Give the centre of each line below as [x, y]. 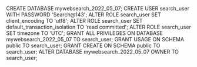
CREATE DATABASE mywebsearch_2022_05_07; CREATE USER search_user [98, 8]
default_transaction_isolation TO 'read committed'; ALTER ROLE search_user [98, 27]
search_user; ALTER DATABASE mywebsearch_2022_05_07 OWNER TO [93, 52]
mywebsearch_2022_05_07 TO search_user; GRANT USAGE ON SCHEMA [95, 39]
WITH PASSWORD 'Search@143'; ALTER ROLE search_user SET [84, 15]
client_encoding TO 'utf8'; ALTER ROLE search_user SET [74, 21]
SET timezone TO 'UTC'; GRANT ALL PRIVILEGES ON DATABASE [85, 33]
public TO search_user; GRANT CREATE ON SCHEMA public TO [83, 45]
